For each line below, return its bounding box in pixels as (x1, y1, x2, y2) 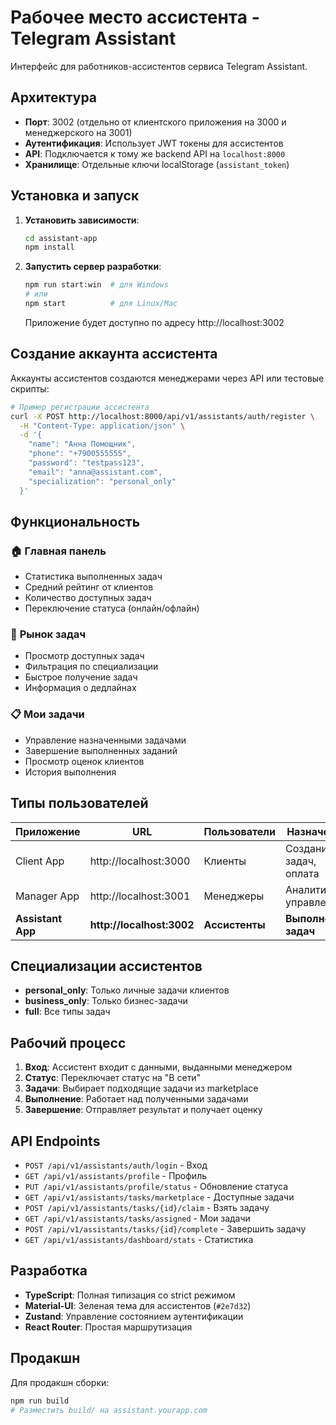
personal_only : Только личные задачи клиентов (24, 984, 230, 996)
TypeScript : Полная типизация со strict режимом (24, 1289, 236, 1301)
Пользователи (203, 824, 276, 838)
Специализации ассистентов (10, 957, 203, 975)
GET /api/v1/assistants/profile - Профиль (24, 1170, 208, 1182)
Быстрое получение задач (24, 671, 138, 683)
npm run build (10, 1396, 70, 1406)
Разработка (10, 1262, 88, 1280)
